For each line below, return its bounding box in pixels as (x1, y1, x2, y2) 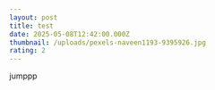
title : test (9, 21, 54, 30)
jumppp (9, 70, 38, 81)
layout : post (9, 12, 58, 22)
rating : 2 (9, 46, 47, 55)
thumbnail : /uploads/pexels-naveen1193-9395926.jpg (9, 37, 206, 47)
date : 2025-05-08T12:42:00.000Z (9, 29, 130, 38)
